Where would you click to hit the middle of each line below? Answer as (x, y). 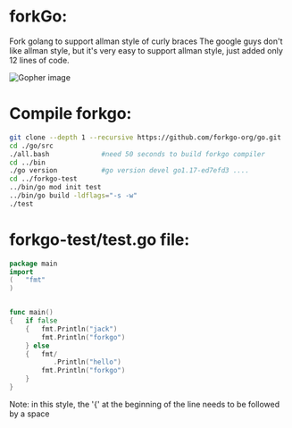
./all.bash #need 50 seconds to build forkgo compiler (138, 154)
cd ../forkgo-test (43, 179)
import (21, 272)
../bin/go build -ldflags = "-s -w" (74, 196)
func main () (31, 313)
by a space (30, 414)
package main (33, 264)
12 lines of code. (39, 60)
